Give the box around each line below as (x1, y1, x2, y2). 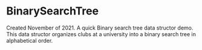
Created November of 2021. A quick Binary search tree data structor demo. (6, 24, 194, 31)
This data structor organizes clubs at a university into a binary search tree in (6, 30, 197, 37)
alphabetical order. (6, 37, 53, 44)
